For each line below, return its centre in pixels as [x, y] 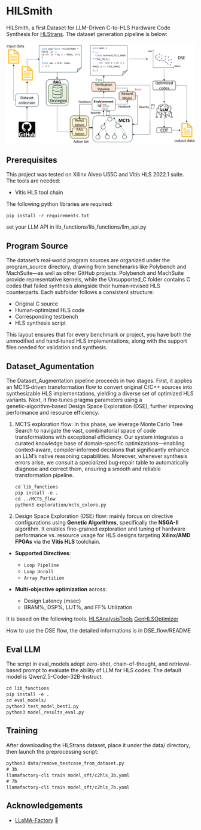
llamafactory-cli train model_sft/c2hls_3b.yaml [68, 775]
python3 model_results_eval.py [45, 712]
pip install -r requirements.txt [48, 216]
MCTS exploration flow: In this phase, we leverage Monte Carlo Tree [99, 424]
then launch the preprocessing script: [52, 751]
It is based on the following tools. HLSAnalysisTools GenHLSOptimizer [92, 619]
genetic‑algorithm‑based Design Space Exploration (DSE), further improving [100, 406]
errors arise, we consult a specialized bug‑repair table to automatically [102, 463]
